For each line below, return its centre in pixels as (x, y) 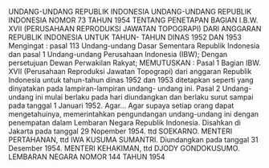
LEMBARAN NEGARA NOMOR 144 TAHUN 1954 (87, 157)
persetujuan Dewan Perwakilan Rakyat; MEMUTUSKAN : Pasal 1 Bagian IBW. (134, 63)
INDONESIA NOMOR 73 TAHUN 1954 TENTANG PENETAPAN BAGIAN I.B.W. (133, 20)
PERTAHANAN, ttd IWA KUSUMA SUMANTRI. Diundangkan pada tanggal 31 (133, 139)
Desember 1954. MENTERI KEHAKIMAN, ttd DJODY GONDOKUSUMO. (124, 148)
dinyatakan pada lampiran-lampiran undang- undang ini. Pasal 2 (114, 88)
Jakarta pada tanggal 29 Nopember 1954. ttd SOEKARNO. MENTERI (120, 131)
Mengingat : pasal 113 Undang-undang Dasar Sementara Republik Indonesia (134, 46)
